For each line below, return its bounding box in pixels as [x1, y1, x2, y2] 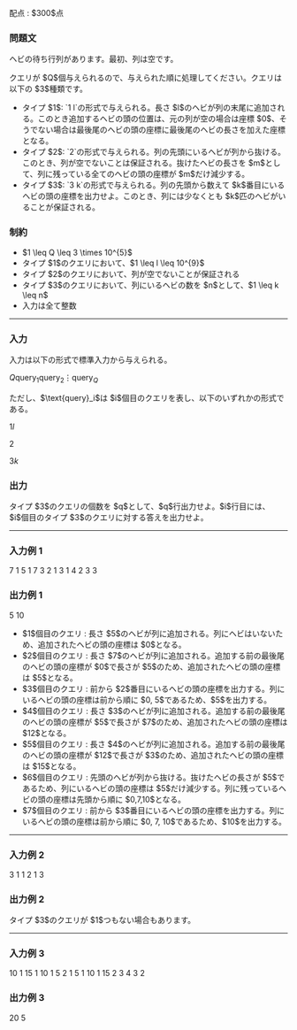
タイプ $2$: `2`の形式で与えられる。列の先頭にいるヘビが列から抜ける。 [21, 147, 286, 158]
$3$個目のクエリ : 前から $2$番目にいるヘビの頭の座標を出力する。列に [21, 683, 286, 694]
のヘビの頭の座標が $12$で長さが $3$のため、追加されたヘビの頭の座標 [21, 749, 285, 760]
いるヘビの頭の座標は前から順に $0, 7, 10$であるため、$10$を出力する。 [21, 816, 287, 826]
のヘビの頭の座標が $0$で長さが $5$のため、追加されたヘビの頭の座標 [21, 661, 281, 672]
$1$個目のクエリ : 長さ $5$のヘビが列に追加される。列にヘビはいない [21, 627, 276, 639]
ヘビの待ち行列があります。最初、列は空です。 [9, 54, 179, 65]
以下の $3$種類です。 [9, 83, 88, 95]
